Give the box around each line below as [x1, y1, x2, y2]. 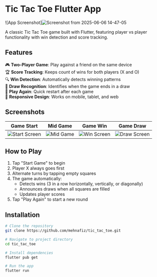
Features [5, 48, 33, 57]
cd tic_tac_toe [5, 241, 36, 246]
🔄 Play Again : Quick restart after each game [5, 88, 94, 94]
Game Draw [118, 122, 146, 129]
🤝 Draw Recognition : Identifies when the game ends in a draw [5, 83, 130, 89]
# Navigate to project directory [5, 237, 73, 242]
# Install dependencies [5, 250, 54, 255]
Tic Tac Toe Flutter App [5, 3, 101, 15]
